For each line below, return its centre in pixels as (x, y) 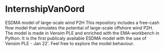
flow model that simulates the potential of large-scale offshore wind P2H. (79, 27)
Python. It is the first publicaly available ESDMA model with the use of (76, 38)
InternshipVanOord (45, 9)
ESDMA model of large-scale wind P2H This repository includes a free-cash (82, 23)
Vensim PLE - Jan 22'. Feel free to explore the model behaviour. (70, 43)
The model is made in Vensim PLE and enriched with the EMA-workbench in (82, 33)
